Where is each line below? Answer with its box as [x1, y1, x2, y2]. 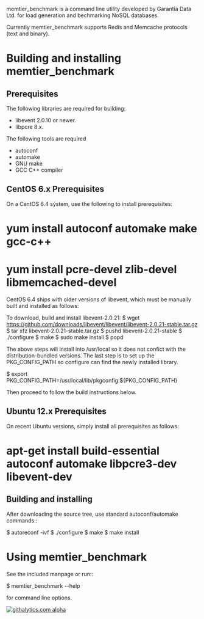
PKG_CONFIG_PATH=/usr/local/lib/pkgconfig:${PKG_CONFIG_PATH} [6, 376, 178, 384]
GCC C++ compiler [15, 166, 63, 174]
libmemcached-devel [6, 276, 117, 290]
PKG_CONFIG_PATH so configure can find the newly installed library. [6, 358, 178, 365]
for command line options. [6, 594, 72, 601]
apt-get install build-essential [6, 444, 160, 458]
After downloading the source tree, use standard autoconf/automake [6, 510, 178, 518]
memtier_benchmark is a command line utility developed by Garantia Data [6, 5, 192, 12]
